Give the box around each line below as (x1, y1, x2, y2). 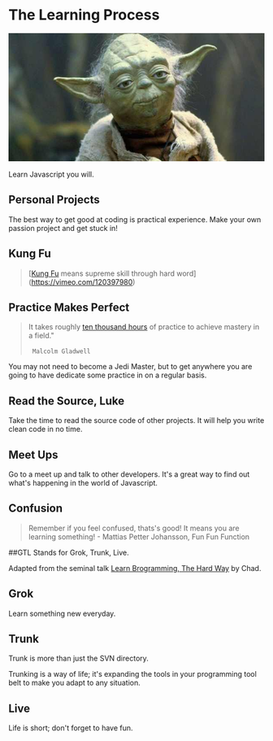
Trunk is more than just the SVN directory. (8, 653, 149, 664)
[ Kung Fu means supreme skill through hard (28, 268, 175, 278)
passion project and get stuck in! (8, 223, 118, 233)
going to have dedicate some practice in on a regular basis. (8, 370, 207, 380)
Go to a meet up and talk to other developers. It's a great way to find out (8, 469, 250, 479)
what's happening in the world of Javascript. (8, 478, 158, 487)
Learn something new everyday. (8, 608, 116, 618)
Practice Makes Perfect (8, 300, 130, 314)
